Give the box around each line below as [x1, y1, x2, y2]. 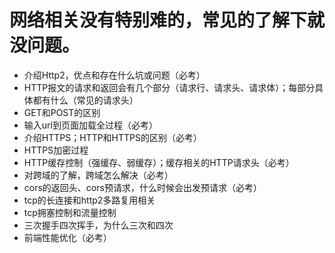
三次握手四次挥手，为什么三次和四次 [23, 219, 174, 231]
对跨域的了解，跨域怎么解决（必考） [23, 169, 174, 181]
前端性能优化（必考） [23, 231, 112, 243]
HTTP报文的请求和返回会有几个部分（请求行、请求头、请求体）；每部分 [23, 81, 316, 93]
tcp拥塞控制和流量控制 [23, 206, 117, 218]
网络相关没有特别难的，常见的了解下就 [9, 9, 326, 32]
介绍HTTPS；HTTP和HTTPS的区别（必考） [23, 131, 203, 143]
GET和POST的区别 [23, 106, 101, 118]
